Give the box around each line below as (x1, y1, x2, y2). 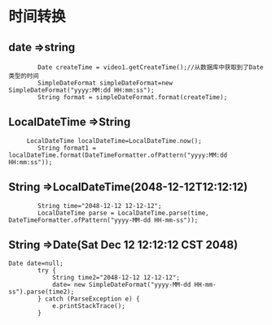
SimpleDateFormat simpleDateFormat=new (37, 79, 173, 87)
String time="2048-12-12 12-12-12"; (37, 201, 162, 210)
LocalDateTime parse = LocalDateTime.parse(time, (37, 209, 209, 217)
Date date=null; (8, 259, 64, 268)
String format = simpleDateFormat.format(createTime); (37, 93, 228, 102)
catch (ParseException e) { (44, 295, 140, 303)
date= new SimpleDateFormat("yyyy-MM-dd (51, 281, 191, 289)
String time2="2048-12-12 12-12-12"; (51, 274, 181, 282)
